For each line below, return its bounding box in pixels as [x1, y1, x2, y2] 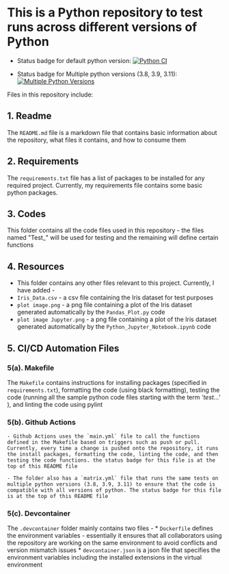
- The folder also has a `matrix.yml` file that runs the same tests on [7, 475, 219, 482]
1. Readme [7, 110, 52, 122]
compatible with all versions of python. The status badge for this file [7, 487, 222, 494]
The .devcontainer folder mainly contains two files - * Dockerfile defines [7, 524, 213, 532]
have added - [16, 286, 55, 295]
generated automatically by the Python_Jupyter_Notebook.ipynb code [16, 323, 211, 331]
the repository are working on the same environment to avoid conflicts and [7, 539, 217, 547]
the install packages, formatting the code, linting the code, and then [7, 451, 219, 458]
